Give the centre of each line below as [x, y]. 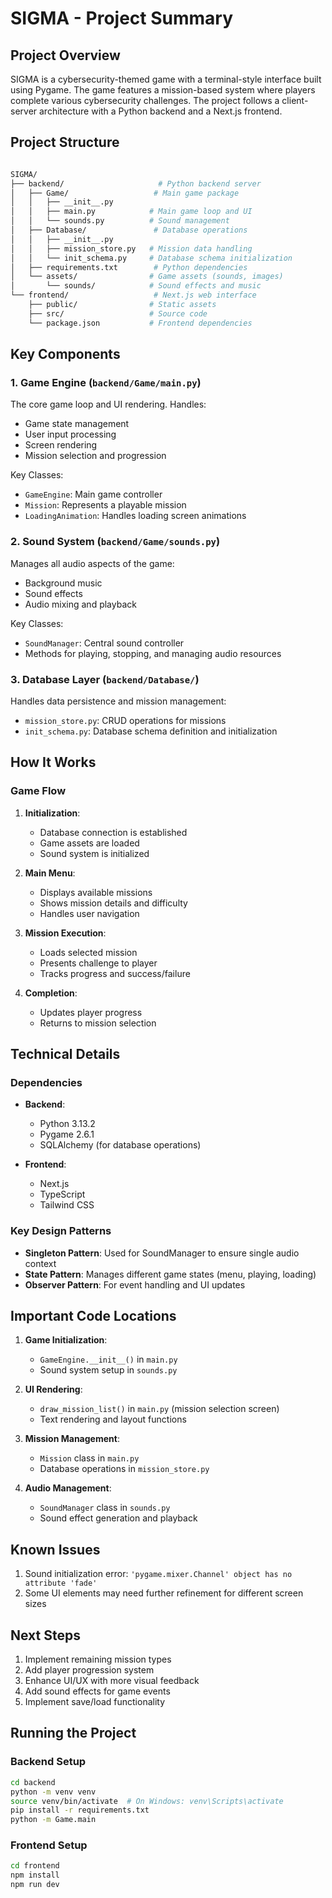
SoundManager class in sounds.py [105, 1508]
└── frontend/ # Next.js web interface [133, 295]
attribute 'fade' [61, 1583]
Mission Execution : [65, 933]
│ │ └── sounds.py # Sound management [120, 221]
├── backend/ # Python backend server [136, 183]
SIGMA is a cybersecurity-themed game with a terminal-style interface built [166, 79]
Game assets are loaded [89, 843]
